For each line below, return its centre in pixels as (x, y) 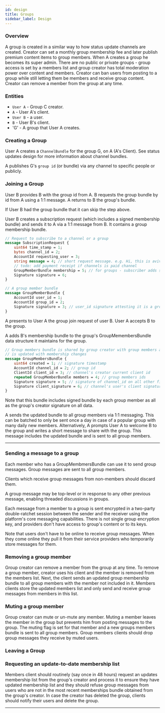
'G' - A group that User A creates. (46, 127)
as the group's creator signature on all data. (49, 405)
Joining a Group (25, 184)
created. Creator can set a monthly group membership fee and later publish (82, 52)
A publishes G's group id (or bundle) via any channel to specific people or (80, 166)
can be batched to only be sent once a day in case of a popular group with (81, 420)
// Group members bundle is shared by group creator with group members (81, 350)
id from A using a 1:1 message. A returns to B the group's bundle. (71, 200)
